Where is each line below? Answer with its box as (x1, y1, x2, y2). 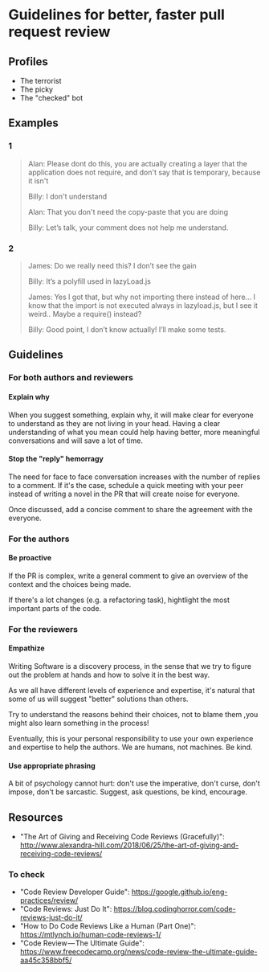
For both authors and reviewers (8, 372, 134, 383)
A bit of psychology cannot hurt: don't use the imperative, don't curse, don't (8, 778, 260, 789)
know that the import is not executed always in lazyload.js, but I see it (27, 300, 259, 310)
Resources (8, 810, 63, 824)
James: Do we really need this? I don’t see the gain (27, 260, 197, 270)
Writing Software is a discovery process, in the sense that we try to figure (8, 661, 251, 671)
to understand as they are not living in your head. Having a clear (8, 418, 221, 428)
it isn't (27, 175, 49, 186)
